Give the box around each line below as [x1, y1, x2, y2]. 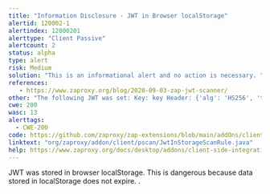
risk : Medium [8, 64, 52, 72]
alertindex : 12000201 [8, 26, 81, 34]
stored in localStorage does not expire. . [8, 176, 141, 186]
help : [8, 146, 27, 154]
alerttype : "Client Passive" [8, 34, 106, 42]
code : [8, 131, 27, 139]
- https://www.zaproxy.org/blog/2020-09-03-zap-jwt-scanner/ [18, 86, 228, 95]
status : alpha [8, 49, 56, 57]
